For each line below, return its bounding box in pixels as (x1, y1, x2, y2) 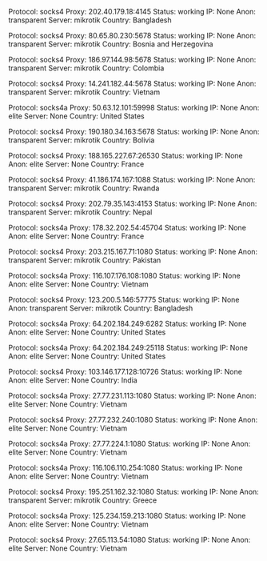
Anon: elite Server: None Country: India (8, 375, 137, 385)
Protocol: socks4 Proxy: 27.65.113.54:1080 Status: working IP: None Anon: (8, 535, 251, 544)
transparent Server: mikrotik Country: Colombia (8, 63, 165, 73)
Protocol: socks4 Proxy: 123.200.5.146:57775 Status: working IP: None (8, 295, 240, 304)
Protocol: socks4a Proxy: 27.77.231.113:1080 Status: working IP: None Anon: (8, 391, 257, 400)
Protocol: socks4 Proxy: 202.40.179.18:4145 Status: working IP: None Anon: (8, 7, 256, 16)
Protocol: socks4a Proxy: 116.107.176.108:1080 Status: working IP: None (8, 271, 241, 280)
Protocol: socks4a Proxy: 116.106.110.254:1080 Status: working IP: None (8, 463, 243, 472)
